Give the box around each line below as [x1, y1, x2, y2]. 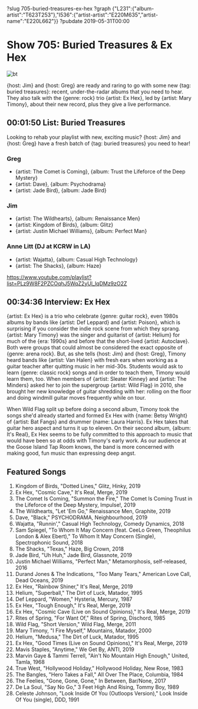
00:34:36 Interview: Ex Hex [6, 297, 111, 307]
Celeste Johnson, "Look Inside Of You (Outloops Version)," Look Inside [15, 690, 188, 697]
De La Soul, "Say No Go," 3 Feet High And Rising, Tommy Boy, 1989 [15, 684, 179, 691]
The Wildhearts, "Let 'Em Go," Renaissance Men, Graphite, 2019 [15, 508, 171, 515]
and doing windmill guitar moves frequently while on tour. [6, 394, 146, 402]
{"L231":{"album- [112, 5, 154, 12]
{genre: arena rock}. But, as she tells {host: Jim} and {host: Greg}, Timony [6, 350, 186, 357]
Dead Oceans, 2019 [15, 577, 64, 584]
